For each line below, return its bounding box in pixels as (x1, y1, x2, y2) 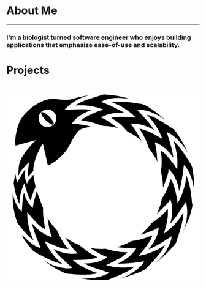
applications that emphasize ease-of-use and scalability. (6, 40, 180, 49)
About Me (6, 4, 58, 18)
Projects (6, 64, 50, 77)
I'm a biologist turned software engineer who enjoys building (6, 33, 191, 42)
